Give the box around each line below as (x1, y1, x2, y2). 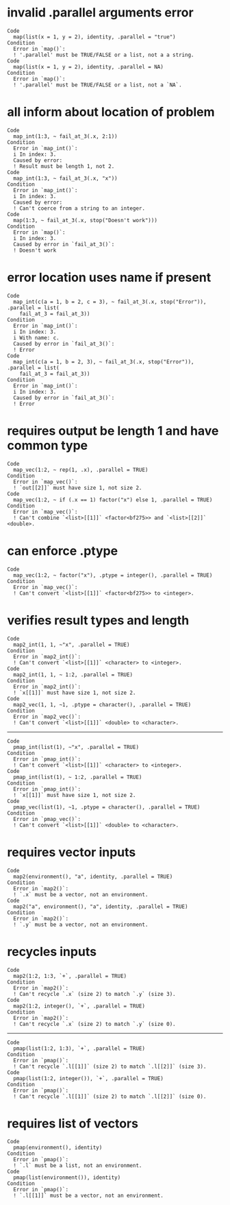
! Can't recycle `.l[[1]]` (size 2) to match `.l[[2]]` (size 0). (13, 1093, 207, 1100)
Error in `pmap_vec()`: (13, 815, 81, 822)
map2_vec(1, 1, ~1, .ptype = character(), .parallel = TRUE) (13, 701, 192, 708)
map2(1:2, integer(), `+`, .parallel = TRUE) (13, 1003, 146, 1010)
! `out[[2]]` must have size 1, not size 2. (13, 484, 142, 491)
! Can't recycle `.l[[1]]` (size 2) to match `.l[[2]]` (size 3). (13, 1063, 207, 1070)
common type (7, 438, 88, 453)
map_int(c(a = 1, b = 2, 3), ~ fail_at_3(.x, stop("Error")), (13, 358, 194, 365)
